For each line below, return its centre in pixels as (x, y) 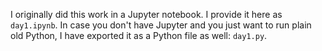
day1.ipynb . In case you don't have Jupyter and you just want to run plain (161, 25)
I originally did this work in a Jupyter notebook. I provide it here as (146, 14)
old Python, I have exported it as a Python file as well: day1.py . (139, 35)
